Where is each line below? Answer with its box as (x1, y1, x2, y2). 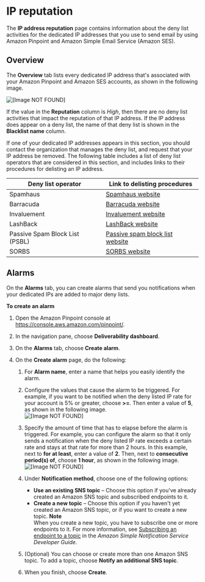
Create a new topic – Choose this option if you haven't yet (33, 499, 180, 507)
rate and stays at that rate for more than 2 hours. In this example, (24, 444, 188, 451)
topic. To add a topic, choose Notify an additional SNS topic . (24, 556, 179, 564)
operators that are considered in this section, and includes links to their (6, 159, 185, 166)
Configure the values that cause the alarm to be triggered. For (24, 386, 180, 393)
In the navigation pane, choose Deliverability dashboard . (15, 332, 160, 340)
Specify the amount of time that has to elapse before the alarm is (24, 424, 188, 431)
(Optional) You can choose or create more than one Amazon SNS (24, 550, 188, 558)
